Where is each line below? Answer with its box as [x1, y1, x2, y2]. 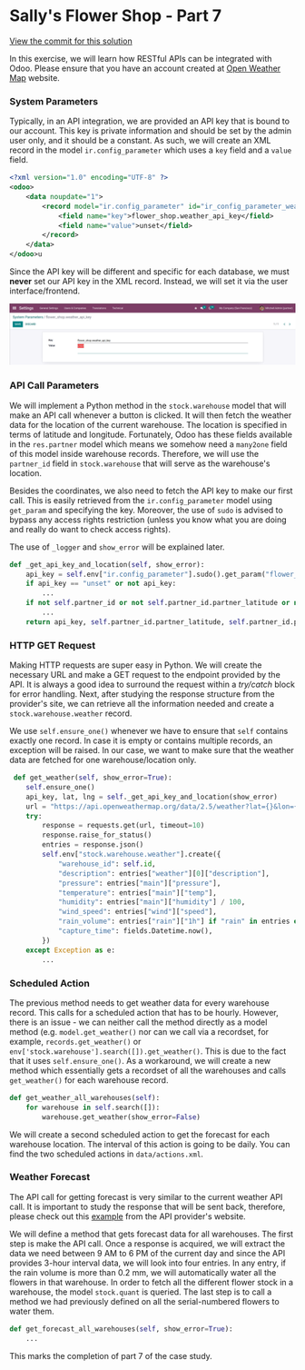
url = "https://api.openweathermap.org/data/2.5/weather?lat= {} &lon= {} [25, 801, 302, 811]
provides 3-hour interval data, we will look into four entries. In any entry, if [9, 1257, 287, 1268]
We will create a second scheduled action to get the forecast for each [9, 1128, 271, 1140]
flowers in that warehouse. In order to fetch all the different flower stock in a [9, 1276, 293, 1287]
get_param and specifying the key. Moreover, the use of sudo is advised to [9, 504, 283, 515]
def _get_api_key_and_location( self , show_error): [9, 560, 205, 569]
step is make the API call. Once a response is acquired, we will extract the [9, 1237, 286, 1249]
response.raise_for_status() [42, 830, 152, 840]
